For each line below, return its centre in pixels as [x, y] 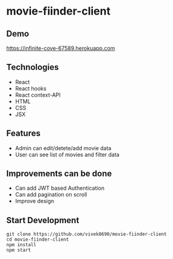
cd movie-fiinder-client [38, 240]
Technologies [33, 67]
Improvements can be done [59, 174]
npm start [19, 250]
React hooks [31, 88]
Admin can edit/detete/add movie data [63, 148]
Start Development [43, 220]
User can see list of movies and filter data [67, 154]
